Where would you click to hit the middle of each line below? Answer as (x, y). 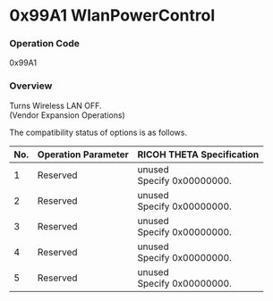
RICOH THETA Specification (198, 155)
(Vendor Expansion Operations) (67, 115)
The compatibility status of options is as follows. (98, 132)
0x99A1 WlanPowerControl (112, 16)
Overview (31, 86)
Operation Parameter (83, 155)
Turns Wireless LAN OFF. (55, 105)
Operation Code (45, 44)
